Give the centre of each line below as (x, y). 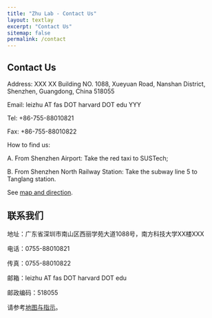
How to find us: (29, 144)
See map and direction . (40, 192)
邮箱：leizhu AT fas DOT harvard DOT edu (67, 278)
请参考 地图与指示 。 (34, 307)
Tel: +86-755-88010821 (41, 118)
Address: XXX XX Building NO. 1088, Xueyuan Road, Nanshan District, (106, 84)
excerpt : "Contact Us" (40, 26)
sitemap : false (29, 33)
